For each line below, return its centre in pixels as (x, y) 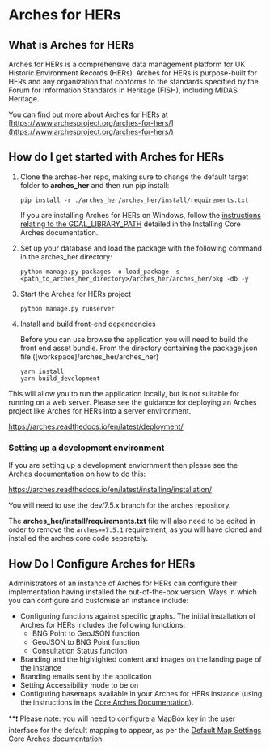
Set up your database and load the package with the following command (141, 248)
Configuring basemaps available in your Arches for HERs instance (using (141, 693)
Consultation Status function (80, 650)
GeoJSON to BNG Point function (86, 641)
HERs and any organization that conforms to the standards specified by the (133, 81)
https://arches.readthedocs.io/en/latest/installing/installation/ (110, 490)
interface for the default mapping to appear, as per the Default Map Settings (135, 730)
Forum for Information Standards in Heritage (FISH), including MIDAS (123, 90)
